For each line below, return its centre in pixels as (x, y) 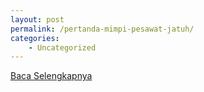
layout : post (37, 19)
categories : (35, 38)
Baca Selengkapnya (51, 76)
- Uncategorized (62, 47)
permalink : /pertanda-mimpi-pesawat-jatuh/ (102, 29)
